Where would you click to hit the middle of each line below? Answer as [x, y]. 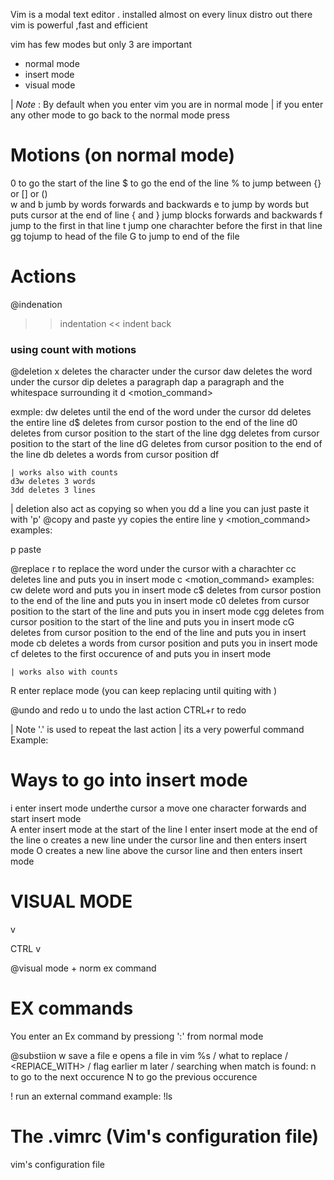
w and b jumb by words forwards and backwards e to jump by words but [159, 204]
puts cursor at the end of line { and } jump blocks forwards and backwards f [166, 215]
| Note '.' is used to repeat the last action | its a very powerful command [157, 730]
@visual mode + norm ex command [83, 968]
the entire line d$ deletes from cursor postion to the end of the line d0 [154, 423]
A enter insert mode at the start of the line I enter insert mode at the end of [164, 830]
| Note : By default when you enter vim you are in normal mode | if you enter [167, 104]
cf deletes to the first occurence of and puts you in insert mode [141, 654]
